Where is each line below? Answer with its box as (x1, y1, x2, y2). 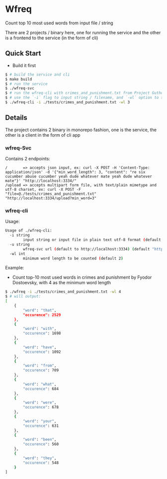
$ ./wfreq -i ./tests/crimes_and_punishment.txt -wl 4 (5, 289, 121, 294)
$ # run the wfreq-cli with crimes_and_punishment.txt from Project (5, 90, 150, 95)
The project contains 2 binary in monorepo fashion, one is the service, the (5, 127, 157, 133)
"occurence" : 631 (23, 423, 59, 428)
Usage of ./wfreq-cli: (5, 228, 52, 233)
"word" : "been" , (23, 437, 57, 442)
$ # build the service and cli (5, 72, 70, 77)
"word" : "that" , (23, 308, 57, 313)
